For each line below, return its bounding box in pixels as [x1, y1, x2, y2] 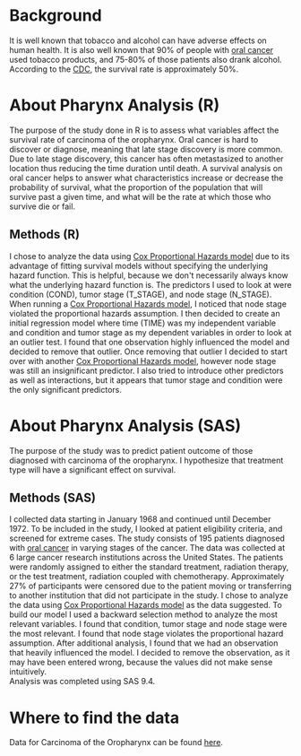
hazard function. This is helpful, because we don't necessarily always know [9, 270, 288, 281]
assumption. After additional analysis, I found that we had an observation [9, 638, 279, 648]
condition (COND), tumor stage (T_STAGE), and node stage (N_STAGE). [9, 289, 272, 300]
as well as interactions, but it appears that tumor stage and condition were [9, 374, 283, 386]
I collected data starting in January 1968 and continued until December [9, 514, 271, 525]
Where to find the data [9, 708, 180, 727]
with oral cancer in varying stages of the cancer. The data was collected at [9, 543, 286, 553]
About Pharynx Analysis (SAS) [9, 415, 242, 436]
